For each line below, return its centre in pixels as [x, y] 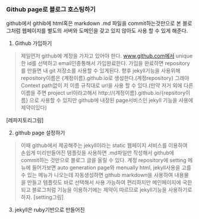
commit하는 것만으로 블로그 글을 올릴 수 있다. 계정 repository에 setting [103, 160]
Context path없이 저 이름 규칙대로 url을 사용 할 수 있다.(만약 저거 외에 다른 [107, 86]
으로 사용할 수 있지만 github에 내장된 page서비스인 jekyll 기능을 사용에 [111, 100]
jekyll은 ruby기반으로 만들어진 [50, 210]
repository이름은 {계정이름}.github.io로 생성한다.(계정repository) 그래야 [105, 78]
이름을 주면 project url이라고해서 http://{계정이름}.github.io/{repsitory [103, 93]
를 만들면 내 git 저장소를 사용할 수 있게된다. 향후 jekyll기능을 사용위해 [100, 71]
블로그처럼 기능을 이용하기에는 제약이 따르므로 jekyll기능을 [99, 190]
